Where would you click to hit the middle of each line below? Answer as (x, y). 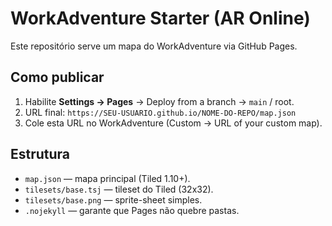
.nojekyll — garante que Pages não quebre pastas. (132, 210)
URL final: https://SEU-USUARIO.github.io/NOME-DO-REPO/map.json (160, 112)
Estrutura (40, 154)
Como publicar (57, 77)
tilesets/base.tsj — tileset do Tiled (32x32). (119, 189)
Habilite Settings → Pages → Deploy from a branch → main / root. (159, 101)
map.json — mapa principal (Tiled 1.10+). (107, 178)
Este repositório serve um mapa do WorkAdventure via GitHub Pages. (154, 46)
